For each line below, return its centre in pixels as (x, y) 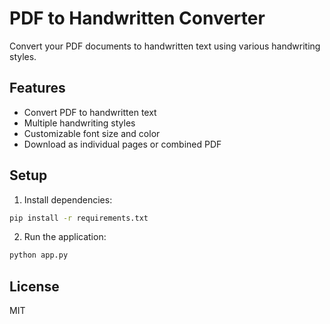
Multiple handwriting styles (79, 123)
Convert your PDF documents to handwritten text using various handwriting (165, 46)
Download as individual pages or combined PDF (122, 144)
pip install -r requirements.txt (79, 218)
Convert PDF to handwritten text (90, 112)
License (34, 286)
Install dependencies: (68, 199)
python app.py (39, 255)
